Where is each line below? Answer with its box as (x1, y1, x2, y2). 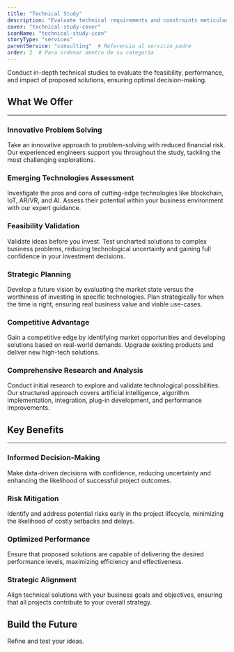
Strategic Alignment (7, 575, 77, 585)
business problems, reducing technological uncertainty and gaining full (7, 244, 211, 253)
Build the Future (7, 618, 78, 630)
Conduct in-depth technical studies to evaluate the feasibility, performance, (7, 68, 224, 77)
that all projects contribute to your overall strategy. (7, 598, 153, 607)
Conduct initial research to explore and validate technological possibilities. (7, 381, 221, 390)
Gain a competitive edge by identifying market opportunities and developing (7, 333, 226, 342)
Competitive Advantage (7, 317, 90, 327)
